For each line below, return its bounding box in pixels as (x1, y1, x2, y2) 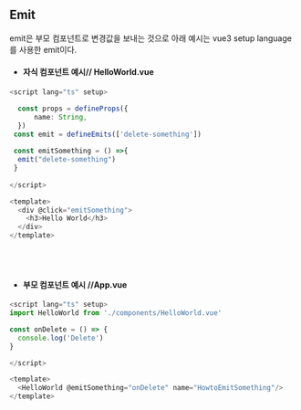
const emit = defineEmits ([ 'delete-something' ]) (13, 130, 202, 139)
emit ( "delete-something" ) (17, 155, 117, 164)
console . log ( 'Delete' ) (17, 333, 104, 342)
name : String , (33, 112, 88, 121)
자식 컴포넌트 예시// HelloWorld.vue (22, 67, 155, 78)
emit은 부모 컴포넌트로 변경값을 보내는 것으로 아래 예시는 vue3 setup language (9, 32, 292, 44)
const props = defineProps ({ (17, 104, 129, 113)
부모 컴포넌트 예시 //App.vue (22, 279, 128, 290)
